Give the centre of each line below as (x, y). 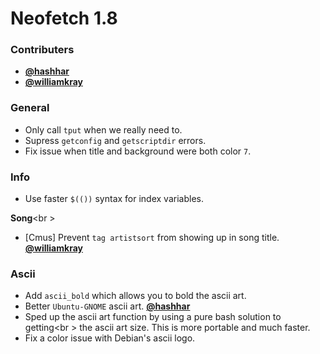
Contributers (42, 50)
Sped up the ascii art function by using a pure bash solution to (153, 317)
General (30, 108)
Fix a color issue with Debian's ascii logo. (110, 338)
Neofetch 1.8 (64, 18)
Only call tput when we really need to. (103, 129)
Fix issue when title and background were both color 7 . (138, 151)
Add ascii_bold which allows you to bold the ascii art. (135, 296)
